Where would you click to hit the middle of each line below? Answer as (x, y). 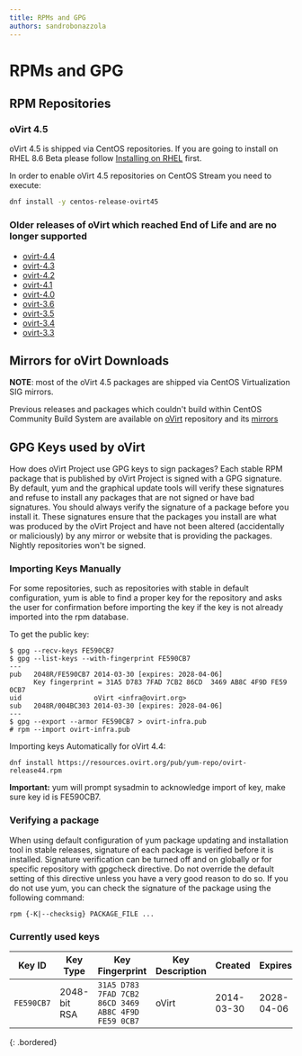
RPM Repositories (60, 104)
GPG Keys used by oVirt (77, 447)
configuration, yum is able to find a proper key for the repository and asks (146, 598)
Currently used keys (55, 936)
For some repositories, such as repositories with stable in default (129, 588)
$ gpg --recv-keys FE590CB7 (62, 651)
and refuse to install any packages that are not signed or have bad (132, 498)
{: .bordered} (33, 1042)
